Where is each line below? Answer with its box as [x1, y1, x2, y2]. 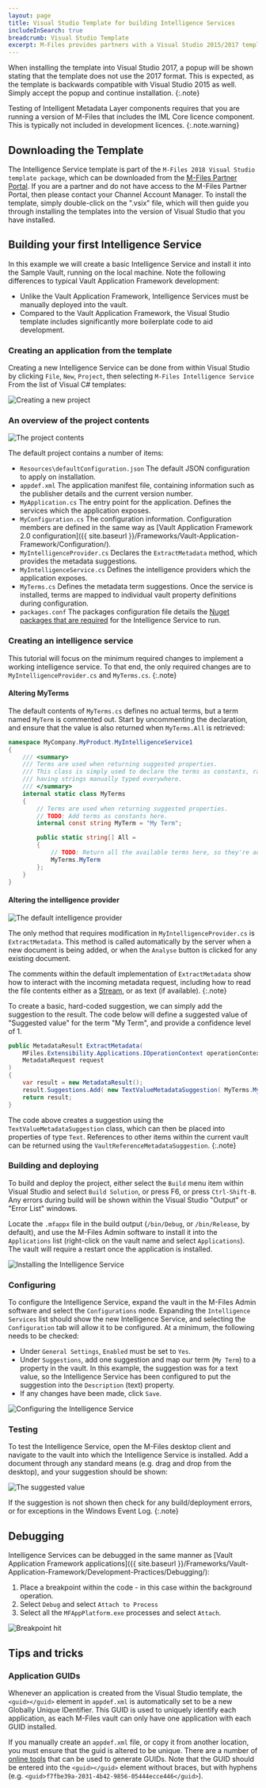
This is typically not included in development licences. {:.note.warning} [8, 121, 240, 130]
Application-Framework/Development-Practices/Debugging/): [8, 1567, 210, 1577]
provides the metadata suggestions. [19, 556, 138, 566]
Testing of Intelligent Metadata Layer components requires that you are [8, 104, 240, 113]
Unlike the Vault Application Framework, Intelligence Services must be [19, 291, 249, 301]
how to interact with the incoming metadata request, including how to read [8, 977, 252, 986]
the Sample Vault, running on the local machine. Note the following [8, 267, 226, 277]
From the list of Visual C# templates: [8, 380, 127, 390]
